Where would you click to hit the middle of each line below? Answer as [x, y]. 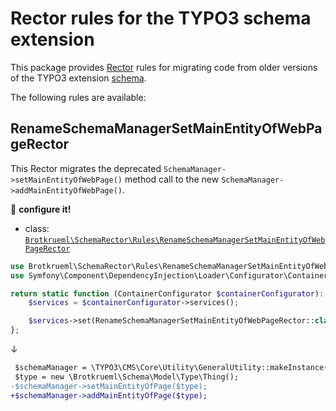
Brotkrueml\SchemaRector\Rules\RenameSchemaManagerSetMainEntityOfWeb [175, 240]
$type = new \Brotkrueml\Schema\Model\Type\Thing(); [127, 377]
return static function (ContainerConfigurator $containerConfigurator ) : [167, 293]
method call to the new [172, 179]
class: [37, 228]
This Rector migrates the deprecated [86, 168]
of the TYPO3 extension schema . [78, 78]
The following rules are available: [78, 97]
